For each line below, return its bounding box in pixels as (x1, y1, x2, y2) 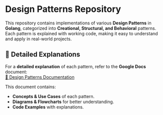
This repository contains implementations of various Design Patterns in (5, 20, 152, 26)
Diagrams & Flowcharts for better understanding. (12, 99, 114, 105)
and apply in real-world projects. (5, 36, 72, 42)
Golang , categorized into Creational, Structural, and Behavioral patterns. (5, 25, 157, 31)
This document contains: (5, 84, 56, 90)
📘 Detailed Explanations (5, 50, 81, 59)
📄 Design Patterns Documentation (5, 74, 75, 80)
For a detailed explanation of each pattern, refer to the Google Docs (5, 63, 146, 69)
